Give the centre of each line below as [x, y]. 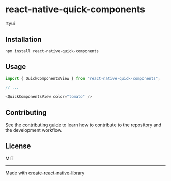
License [18, 146]
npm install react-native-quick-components [52, 51]
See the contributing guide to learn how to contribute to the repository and [83, 125]
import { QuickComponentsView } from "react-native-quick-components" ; [83, 79]
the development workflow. [34, 130]
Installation [23, 39]
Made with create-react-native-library [45, 173]
